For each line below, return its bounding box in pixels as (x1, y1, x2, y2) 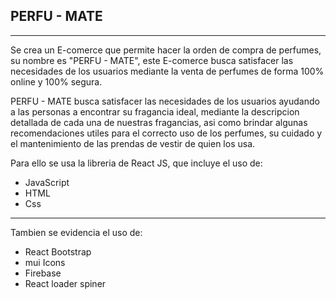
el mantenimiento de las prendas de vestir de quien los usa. (10, 137, 256, 149)
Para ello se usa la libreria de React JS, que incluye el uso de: (10, 157, 263, 169)
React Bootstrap (24, 245, 92, 258)
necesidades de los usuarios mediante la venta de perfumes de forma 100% (10, 65, 325, 77)
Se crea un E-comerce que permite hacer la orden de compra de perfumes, (10, 44, 322, 56)
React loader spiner (24, 277, 107, 289)
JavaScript (24, 176, 70, 188)
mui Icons (24, 256, 66, 268)
